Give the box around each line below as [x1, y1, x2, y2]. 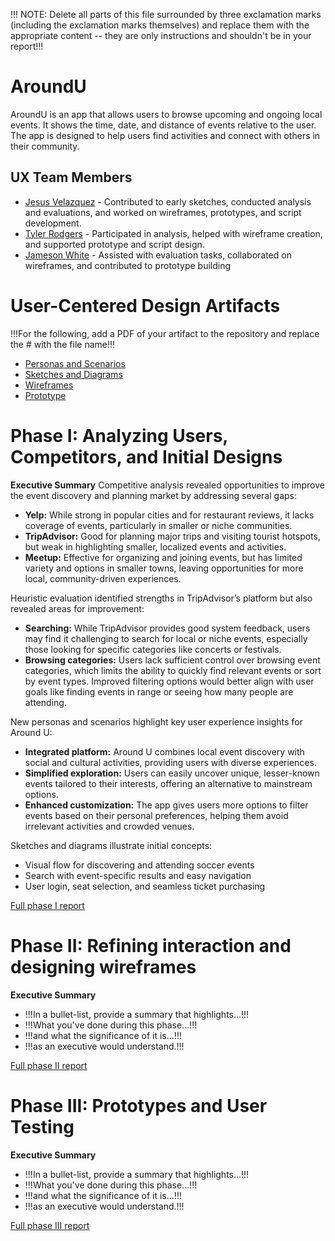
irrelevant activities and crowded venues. [24, 820, 195, 832]
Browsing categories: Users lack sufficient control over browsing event [24, 654, 321, 666]
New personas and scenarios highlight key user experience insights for [10, 715, 303, 728]
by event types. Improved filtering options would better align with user [24, 675, 315, 687]
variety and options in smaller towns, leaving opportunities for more [24, 562, 304, 574]
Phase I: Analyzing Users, [10, 424, 228, 447]
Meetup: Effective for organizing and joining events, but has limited [24, 551, 303, 563]
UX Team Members [10, 169, 133, 186]
